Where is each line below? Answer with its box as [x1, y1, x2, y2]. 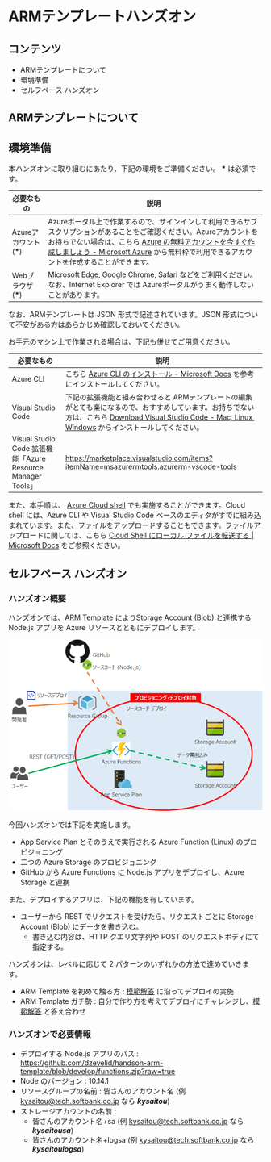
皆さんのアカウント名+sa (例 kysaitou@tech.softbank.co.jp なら [31, 1116, 244, 1126]
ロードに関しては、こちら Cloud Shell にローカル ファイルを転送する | [22, 530, 254, 541]
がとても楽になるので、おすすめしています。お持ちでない [65, 402, 255, 412]
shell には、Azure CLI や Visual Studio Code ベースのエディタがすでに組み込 [8, 510, 261, 520]
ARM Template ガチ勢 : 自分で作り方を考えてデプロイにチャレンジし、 [19, 997, 253, 1006]
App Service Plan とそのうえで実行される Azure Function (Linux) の [19, 837, 244, 847]
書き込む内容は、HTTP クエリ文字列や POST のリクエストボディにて [31, 932, 260, 942]
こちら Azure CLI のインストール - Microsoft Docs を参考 [65, 369, 255, 379]
